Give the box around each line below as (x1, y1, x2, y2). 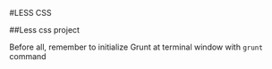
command (9, 51, 47, 61)
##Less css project (9, 25, 81, 34)
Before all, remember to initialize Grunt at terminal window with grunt (9, 42, 264, 52)
